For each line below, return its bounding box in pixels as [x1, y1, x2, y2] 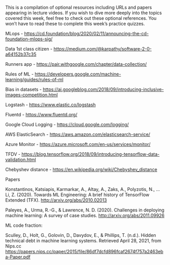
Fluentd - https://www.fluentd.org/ [5, 112, 77, 117]
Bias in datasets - [5, 86, 42, 92]
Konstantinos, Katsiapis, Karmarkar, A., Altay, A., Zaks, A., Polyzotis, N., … [5, 186, 160, 192]
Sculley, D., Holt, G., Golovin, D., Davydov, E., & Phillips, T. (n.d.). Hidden [5, 232, 156, 238]
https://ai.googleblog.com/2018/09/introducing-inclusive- [42, 86, 164, 92]
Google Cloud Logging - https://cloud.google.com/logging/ [5, 122, 129, 127]
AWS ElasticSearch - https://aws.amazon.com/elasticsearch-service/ [5, 131, 151, 137]
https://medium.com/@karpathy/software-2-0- [53, 46, 152, 52]
